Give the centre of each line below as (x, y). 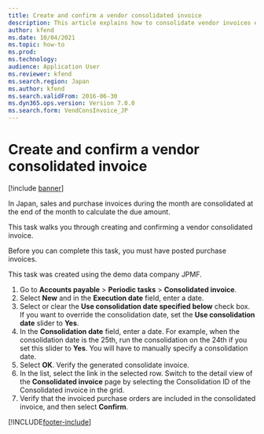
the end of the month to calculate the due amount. (89, 211)
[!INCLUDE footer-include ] (50, 421)
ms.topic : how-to (37, 45)
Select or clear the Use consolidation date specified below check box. (135, 306)
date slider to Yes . (49, 323)
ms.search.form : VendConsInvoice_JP (68, 111)
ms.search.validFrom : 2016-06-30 (63, 96)
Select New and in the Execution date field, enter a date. (112, 298)
